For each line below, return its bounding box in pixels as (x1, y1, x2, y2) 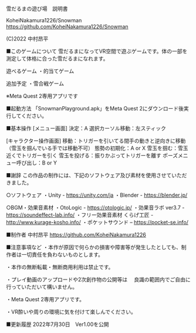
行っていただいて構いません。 (6, 284, 78, 290)
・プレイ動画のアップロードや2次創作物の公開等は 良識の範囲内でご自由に (6, 276, 191, 283)
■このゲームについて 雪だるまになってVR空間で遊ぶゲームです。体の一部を (6, 48, 188, 55)
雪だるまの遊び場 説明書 (6, 5, 68, 12)
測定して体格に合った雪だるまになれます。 (6, 55, 109, 62)
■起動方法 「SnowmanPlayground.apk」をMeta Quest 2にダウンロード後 (6, 105, 184, 112)
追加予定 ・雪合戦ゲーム (6, 80, 65, 87)
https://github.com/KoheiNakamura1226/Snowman (6, 23, 129, 30)
